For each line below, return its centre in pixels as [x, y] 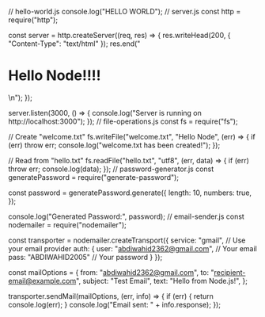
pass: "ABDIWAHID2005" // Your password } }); [85, 257]
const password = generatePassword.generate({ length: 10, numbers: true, [130, 193]
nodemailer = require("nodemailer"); [67, 224]
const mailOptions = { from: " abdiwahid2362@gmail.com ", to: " [111, 272]
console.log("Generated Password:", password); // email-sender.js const [127, 216]
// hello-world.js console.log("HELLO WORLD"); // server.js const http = [125, 11]
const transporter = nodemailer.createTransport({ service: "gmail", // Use [127, 240]
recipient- [229, 272]
